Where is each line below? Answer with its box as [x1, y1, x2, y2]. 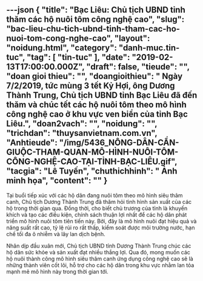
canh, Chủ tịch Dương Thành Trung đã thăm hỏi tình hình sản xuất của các [6, 198, 192, 205]
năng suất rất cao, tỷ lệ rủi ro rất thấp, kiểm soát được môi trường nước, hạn [6, 224, 195, 231]
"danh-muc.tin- [118, 42, 180, 53]
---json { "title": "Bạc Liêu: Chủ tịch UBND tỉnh [6, 5, 186, 15]
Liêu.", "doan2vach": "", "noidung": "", [6, 118, 158, 129]
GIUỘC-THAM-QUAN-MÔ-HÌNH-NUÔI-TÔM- [6, 147, 179, 157]
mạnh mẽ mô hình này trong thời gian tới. [6, 268, 109, 275]
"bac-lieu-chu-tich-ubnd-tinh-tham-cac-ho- [6, 24, 181, 34]
